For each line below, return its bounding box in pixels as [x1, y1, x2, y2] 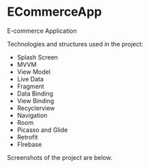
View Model [16, 68, 51, 76]
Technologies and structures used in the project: [7, 40, 143, 48]
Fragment [16, 82, 44, 90]
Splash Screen [16, 53, 58, 61]
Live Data [16, 74, 44, 83]
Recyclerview [16, 104, 55, 112]
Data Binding [16, 89, 53, 98]
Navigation [16, 111, 48, 120]
